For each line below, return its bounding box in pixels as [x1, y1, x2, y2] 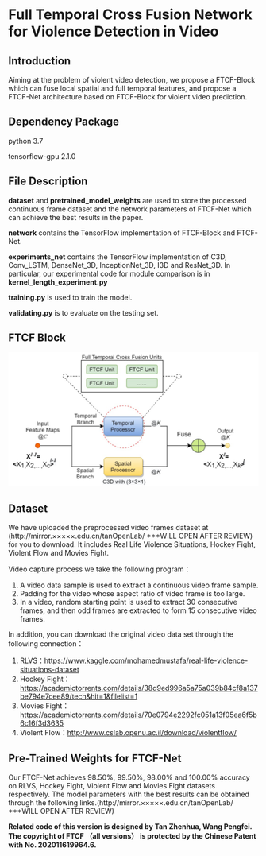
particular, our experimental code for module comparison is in [8, 269, 210, 278]
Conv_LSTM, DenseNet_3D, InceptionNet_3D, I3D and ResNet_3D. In [8, 260, 231, 269]
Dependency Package [8, 115, 119, 129]
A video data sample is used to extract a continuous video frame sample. [19, 580, 259, 590]
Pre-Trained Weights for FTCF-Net [8, 751, 182, 765]
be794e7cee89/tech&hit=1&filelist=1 [19, 691, 138, 701]
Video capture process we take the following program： [8, 564, 191, 574]
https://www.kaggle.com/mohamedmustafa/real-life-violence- [44, 656, 249, 665]
